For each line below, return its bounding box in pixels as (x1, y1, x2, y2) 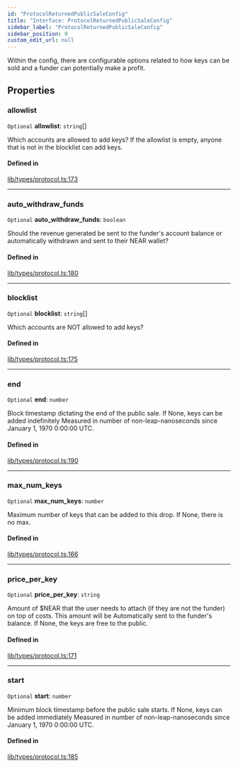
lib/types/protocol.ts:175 (7, 355, 78, 364)
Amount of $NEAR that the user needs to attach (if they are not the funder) (7, 604, 225, 613)
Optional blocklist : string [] (7, 309, 88, 318)
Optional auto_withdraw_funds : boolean (7, 216, 126, 224)
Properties (7, 84, 55, 96)
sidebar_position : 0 (7, 30, 69, 38)
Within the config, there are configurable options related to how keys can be (7, 56, 230, 65)
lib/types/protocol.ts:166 (7, 550, 79, 559)
